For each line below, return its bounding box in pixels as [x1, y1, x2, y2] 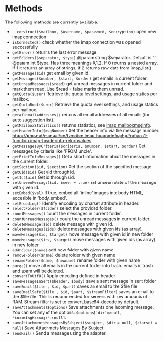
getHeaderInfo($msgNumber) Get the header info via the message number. [12, 127, 160, 133]
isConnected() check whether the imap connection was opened [12, 39, 141, 45]
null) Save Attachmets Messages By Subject [12, 325, 104, 331]
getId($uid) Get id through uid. [12, 174, 76, 180]
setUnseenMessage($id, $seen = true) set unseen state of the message [12, 179, 157, 185]
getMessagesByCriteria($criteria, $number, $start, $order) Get [12, 143, 146, 149]
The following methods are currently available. [5, 19, 99, 25]
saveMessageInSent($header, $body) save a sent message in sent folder [12, 278, 157, 284]
